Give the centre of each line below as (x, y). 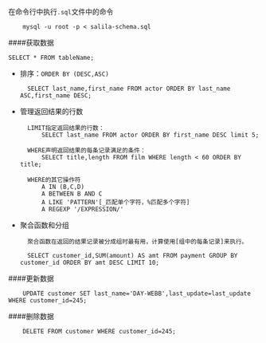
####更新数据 (31, 278)
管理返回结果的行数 (51, 111)
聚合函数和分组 (44, 225)
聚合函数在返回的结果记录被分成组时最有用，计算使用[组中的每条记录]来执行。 (138, 242)
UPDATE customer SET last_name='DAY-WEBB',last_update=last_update (137, 294)
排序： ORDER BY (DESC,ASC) (64, 73)
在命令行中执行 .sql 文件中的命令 (61, 12)
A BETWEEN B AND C (72, 194)
